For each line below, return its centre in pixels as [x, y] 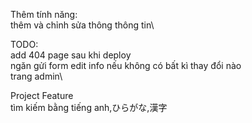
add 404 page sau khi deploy [71, 55]
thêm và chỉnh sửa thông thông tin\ [82, 25]
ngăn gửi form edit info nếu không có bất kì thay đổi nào [126, 65]
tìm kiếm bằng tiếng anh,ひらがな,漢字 [89, 107]
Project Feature [42, 95]
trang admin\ [36, 76]
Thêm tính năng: [44, 14]
